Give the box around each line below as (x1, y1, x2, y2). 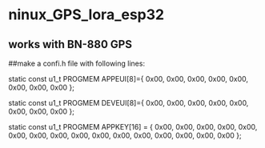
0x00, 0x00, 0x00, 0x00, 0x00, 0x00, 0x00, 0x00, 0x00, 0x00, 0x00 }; (8, 130, 242, 140)
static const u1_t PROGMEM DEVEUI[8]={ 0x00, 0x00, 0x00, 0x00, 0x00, (8, 98, 249, 107)
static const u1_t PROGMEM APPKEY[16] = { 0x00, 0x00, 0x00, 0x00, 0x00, (8, 122, 258, 131)
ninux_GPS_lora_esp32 (8, 6, 165, 24)
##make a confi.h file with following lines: (8, 58, 146, 68)
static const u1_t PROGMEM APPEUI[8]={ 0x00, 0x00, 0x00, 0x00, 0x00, (8, 74, 249, 83)
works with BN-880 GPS (8, 38, 132, 51)
